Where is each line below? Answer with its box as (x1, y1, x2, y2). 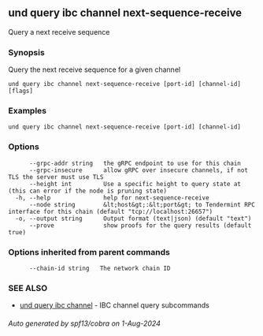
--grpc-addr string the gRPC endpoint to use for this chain (28, 159, 242, 167)
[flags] (8, 87, 34, 95)
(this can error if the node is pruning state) (8, 187, 168, 195)
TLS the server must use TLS (8, 173, 104, 181)
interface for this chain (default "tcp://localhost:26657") (8, 207, 213, 215)
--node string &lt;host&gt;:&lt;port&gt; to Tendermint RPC (28, 200, 256, 208)
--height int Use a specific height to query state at (28, 180, 242, 188)
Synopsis (8, 47, 45, 58)
